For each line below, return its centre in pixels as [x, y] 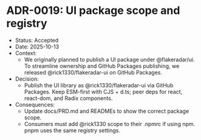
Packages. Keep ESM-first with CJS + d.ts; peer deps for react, [103, 92]
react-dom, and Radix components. [68, 98]
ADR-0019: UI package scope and [93, 11]
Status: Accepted [37, 40]
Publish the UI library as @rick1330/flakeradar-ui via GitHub [99, 85]
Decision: [27, 79]
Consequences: [35, 104]
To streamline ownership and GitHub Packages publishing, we [102, 66]
